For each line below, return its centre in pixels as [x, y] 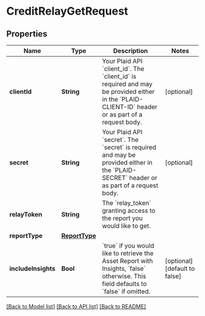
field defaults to [124, 284]
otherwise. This [124, 276]
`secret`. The [120, 140]
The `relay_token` [126, 203]
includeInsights [33, 268]
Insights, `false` [124, 268]
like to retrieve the [128, 253]
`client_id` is [119, 76]
